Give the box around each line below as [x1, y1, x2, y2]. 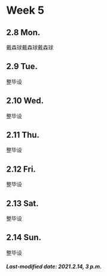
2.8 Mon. [6, 27, 41, 38]
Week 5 [6, 4, 45, 17]
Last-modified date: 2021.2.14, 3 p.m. [6, 263, 102, 270]
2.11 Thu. [6, 130, 40, 140]
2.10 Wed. [6, 96, 44, 106]
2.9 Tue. [6, 61, 38, 72]
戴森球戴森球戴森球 [6, 44, 54, 51]
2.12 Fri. [6, 164, 36, 174]
